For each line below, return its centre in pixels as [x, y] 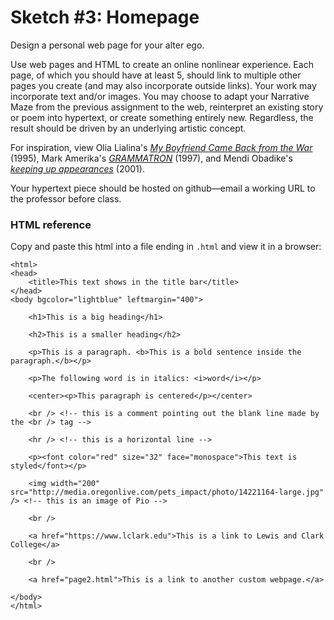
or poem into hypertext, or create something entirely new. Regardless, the [162, 117]
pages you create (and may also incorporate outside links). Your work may [163, 85]
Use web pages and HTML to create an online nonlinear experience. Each [162, 64]
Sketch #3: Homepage [105, 17]
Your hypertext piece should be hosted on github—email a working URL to [163, 188]
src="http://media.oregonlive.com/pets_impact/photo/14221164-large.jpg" [167, 492]
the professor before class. [66, 198]
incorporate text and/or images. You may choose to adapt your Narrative [160, 96]
